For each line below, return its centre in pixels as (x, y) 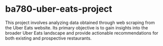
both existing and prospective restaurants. (48, 38)
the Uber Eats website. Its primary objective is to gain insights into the (77, 27)
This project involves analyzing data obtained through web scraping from (80, 23)
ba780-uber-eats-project (59, 9)
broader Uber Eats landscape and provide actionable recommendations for (82, 33)
